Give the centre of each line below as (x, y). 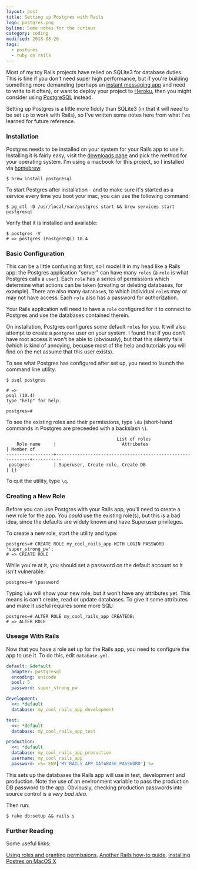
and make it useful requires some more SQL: (60, 606)
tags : (13, 45)
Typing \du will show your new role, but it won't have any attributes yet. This (98, 593)
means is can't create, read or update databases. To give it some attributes (97, 599)
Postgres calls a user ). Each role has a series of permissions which (88, 279)
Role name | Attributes (83, 444)
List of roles (134, 439)
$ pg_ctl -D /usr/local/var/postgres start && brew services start (91, 207)
